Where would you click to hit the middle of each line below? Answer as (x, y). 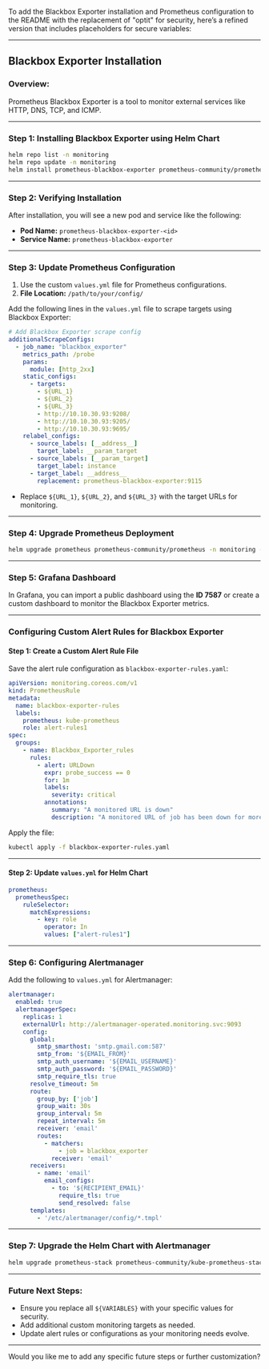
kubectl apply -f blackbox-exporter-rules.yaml (89, 847)
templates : (48, 1210)
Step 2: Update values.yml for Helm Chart (78, 873)
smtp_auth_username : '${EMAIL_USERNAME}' (107, 1062)
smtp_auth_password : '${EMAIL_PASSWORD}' (107, 1069)
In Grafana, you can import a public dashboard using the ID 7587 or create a (134, 595)
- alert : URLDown (66, 765)
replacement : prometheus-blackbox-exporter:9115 (120, 481)
